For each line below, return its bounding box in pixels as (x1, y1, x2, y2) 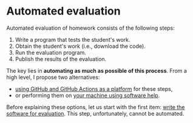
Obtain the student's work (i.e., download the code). (15, 42, 146, 50)
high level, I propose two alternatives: (6, 73, 100, 81)
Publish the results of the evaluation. (15, 55, 107, 62)
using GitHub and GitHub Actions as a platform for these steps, (15, 85, 173, 92)
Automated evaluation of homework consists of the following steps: (6, 24, 175, 32)
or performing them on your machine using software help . (15, 91, 160, 99)
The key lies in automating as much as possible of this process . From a (6, 67, 187, 74)
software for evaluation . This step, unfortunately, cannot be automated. (6, 110, 185, 117)
